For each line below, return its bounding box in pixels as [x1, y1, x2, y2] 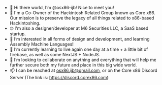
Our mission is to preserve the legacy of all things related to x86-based [9, 15, 154, 21]
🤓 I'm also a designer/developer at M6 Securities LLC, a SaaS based [9, 25, 149, 31]
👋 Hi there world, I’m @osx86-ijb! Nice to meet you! [9, 5, 114, 10]
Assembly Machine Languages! [9, 42, 74, 47]
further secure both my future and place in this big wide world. [9, 62, 137, 68]
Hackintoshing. [9, 20, 41, 26]
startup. [9, 31, 26, 37]
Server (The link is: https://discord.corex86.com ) [9, 75, 109, 80]
